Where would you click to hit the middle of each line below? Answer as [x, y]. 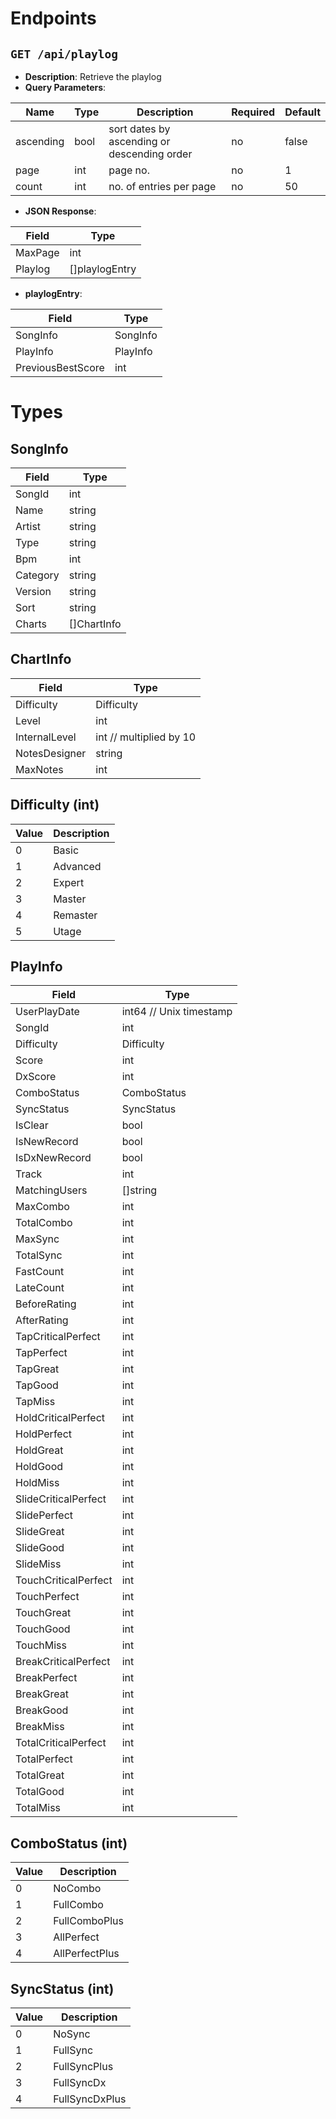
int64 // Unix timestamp [177, 1012]
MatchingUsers [51, 1190]
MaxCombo [42, 1207]
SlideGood [40, 1548]
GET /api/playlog [64, 54]
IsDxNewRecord [53, 1158]
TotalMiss [38, 1808]
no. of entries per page [162, 186]
